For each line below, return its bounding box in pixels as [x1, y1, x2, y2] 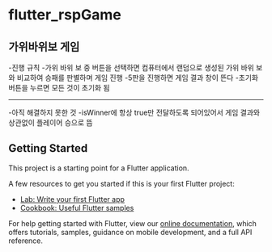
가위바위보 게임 [8, 40, 80, 53]
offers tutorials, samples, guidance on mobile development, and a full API [8, 227, 253, 237]
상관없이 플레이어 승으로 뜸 [8, 118, 93, 127]
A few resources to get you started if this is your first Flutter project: [8, 178, 235, 188]
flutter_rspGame [8, 6, 121, 24]
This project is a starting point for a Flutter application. [8, 163, 189, 173]
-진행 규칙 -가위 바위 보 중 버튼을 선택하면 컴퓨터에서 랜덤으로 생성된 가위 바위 [8, 63, 255, 72]
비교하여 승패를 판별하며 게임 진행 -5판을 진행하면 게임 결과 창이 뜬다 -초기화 [16, 73, 259, 82]
